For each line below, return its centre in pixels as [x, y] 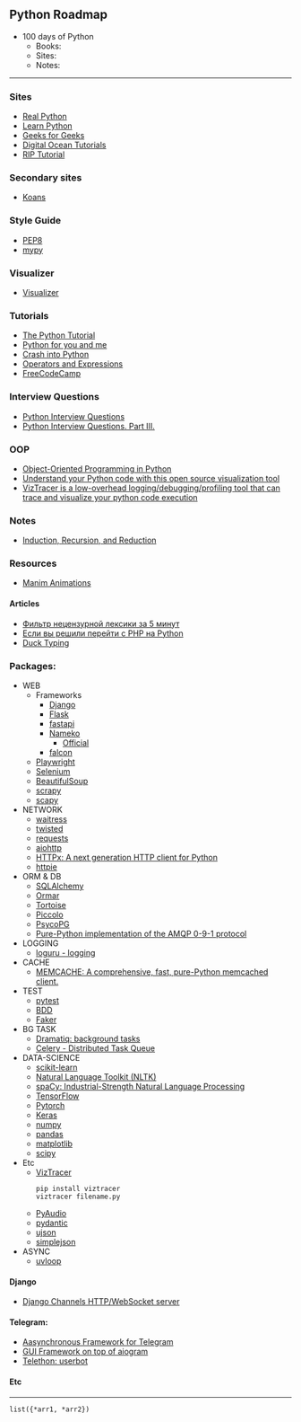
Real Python [44, 117]
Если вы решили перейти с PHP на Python [103, 633]
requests [52, 838]
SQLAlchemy [60, 886]
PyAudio [51, 1213]
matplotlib [54, 1144]
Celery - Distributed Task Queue [95, 1048]
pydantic [52, 1223]
